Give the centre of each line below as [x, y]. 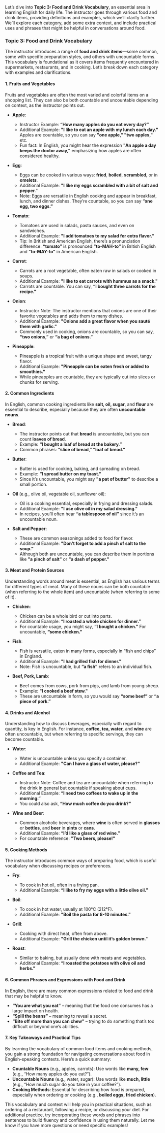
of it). [11, 597]
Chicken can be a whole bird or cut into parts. [66, 616]
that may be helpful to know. [34, 996]
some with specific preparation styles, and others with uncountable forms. [80, 57]
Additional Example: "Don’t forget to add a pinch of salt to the [83, 543]
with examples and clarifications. [39, 72]
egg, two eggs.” [36, 206]
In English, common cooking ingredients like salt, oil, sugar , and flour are [79, 404]
